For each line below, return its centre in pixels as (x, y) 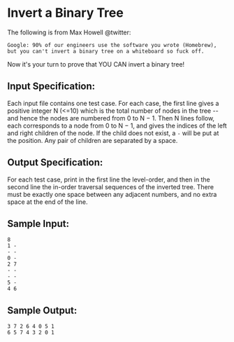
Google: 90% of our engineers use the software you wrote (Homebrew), (112, 45)
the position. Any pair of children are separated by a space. (93, 140)
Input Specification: (51, 87)
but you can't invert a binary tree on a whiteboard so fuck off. (106, 51)
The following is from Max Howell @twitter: (69, 32)
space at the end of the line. (48, 202)
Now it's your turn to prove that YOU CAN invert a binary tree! (96, 64)
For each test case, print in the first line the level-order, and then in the (109, 179)
